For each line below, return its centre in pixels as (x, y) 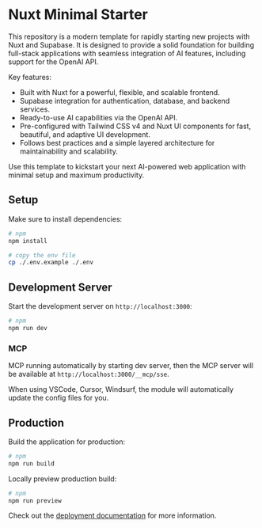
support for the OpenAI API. (53, 62)
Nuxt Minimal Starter (78, 15)
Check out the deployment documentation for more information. (112, 515)
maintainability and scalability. (69, 151)
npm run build (32, 463)
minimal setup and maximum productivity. (76, 175)
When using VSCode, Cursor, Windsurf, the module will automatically (121, 389)
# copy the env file (42, 255)
